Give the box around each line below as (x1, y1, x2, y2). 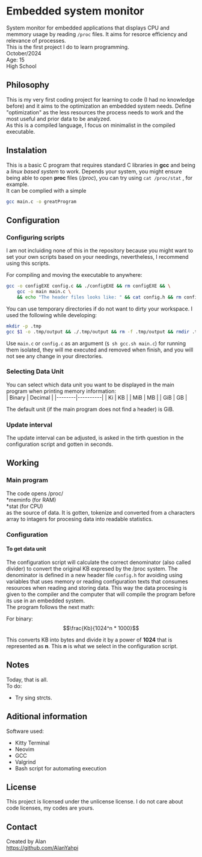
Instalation (6, 146, 47, 156)
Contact (6, 821, 37, 832)
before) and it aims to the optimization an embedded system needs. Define (6, 102, 192, 110)
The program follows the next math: (6, 603, 95, 610)
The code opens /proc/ (6, 489, 64, 497)
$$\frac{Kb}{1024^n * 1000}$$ (63, 624, 139, 631)
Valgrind (14, 758, 36, 766)
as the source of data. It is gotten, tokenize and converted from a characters (6, 509, 195, 516)
